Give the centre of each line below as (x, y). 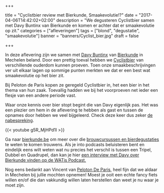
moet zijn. (15, 185)
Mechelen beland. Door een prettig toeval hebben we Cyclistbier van (74, 60)
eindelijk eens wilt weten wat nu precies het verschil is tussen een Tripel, (79, 150)
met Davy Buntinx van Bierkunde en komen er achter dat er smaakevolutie (80, 25)
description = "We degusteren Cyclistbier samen (105, 20)
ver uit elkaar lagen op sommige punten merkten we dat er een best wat (78, 70)
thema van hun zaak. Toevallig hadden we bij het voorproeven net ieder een (82, 90)
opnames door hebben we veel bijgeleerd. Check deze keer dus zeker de (79, 115)
